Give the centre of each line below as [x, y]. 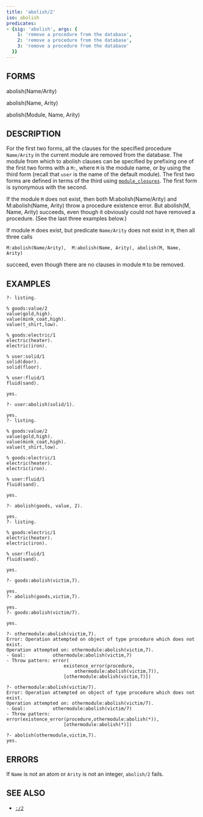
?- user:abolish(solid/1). [41, 405]
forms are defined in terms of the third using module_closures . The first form [102, 181]
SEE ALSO [26, 793]
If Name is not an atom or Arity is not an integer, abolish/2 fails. [85, 774]
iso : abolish [23, 18]
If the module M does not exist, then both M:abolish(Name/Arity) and [91, 199]
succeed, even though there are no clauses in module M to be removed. [96, 265]
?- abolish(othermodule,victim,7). [52, 735]
